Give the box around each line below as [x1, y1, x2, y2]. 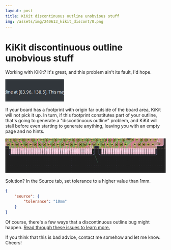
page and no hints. [5, 128, 45, 134]
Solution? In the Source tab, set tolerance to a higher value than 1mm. [5, 178, 151, 184]
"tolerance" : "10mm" [23, 199, 67, 204]
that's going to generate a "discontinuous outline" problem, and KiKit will [5, 118, 158, 124]
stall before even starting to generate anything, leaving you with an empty [5, 123, 160, 129]
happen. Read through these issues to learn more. [5, 225, 110, 231]
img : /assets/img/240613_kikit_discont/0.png [5, 19, 103, 24]
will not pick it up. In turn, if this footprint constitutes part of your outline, [5, 112, 157, 118]
